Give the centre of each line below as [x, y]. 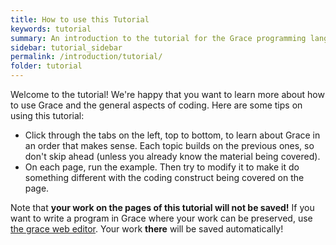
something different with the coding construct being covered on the [164, 177]
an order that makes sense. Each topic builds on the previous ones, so [169, 145]
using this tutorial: [47, 115]
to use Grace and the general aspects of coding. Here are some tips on [156, 105]
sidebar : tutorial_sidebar [66, 47]
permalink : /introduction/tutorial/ [86, 57]
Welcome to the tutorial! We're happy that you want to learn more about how [167, 94]
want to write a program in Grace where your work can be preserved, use [161, 218]
